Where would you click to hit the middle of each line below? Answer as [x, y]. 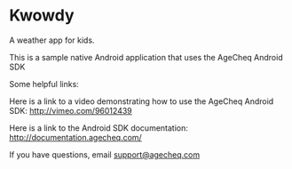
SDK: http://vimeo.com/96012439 [71, 110]
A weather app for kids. [52, 40]
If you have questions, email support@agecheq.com [105, 154]
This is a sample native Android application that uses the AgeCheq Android [146, 57]
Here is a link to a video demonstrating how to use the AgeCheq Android [142, 101]
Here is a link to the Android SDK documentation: [99, 128]
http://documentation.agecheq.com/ [75, 137]
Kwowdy [42, 16]
